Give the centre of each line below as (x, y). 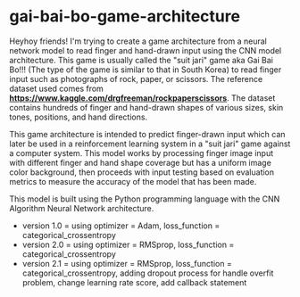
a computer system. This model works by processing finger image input (142, 153)
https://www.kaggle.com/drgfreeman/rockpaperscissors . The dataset (142, 98)
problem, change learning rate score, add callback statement (134, 282)
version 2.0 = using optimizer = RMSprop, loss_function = (128, 244)
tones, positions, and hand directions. (79, 117)
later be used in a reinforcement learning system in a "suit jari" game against (150, 144)
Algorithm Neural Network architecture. (82, 208)
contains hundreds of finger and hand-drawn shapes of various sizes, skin (146, 107)
